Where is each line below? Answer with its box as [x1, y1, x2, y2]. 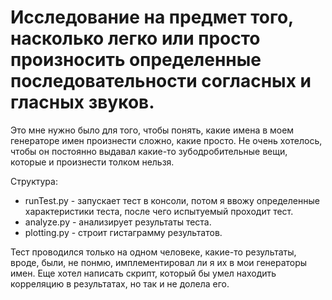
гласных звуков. [10, 91, 155, 114]
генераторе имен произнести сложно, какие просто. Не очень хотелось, [10, 134, 323, 146]
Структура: [10, 175, 58, 187]
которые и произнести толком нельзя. [10, 156, 175, 168]
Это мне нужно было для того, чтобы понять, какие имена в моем [10, 124, 295, 136]
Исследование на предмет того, [10, 6, 294, 29]
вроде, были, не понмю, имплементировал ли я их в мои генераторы [10, 256, 308, 268]
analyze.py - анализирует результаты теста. [24, 216, 212, 228]
